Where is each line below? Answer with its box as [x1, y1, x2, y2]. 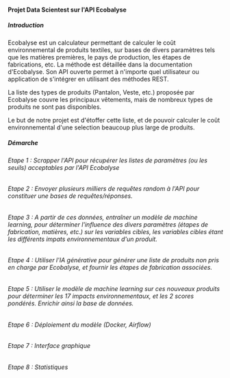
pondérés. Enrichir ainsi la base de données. [8, 299, 134, 307]
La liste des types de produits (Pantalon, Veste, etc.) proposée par [8, 88, 194, 96]
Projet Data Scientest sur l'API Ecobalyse [8, 5, 127, 14]
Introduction [8, 21, 44, 29]
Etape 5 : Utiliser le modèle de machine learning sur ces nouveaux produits [8, 284, 220, 292]
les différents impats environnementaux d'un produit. [8, 235, 158, 243]
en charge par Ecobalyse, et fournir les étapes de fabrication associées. [8, 264, 213, 272]
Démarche [8, 139, 38, 147]
